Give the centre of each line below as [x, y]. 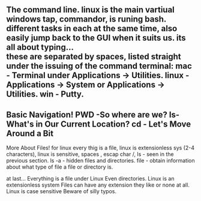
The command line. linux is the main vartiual [91, 10]
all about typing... [40, 47]
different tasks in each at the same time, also [92, 28]
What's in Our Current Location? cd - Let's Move [99, 124]
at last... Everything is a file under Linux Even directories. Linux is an [90, 179]
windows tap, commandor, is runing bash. [86, 19]
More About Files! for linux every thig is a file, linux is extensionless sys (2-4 [100, 148]
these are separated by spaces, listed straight [94, 57]
